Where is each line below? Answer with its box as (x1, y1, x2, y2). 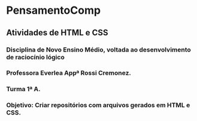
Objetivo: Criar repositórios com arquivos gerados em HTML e (6, 101, 190, 110)
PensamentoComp (6, 4, 101, 17)
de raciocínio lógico (6, 53, 65, 61)
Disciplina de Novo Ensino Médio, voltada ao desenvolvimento (6, 46, 192, 54)
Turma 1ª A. (6, 85, 41, 93)
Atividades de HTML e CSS (6, 28, 109, 38)
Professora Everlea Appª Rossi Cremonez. (6, 69, 132, 77)
